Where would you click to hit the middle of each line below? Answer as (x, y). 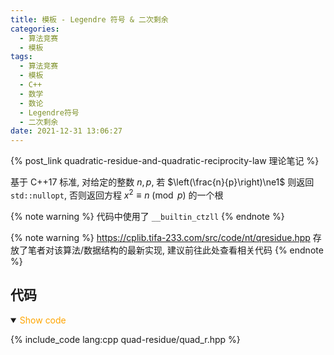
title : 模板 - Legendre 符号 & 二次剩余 (89, 19)
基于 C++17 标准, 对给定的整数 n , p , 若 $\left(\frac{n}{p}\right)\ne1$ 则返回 (162, 182)
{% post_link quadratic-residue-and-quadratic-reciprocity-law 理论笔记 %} (165, 161)
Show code (43, 320)
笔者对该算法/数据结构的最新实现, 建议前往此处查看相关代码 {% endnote (175, 250)
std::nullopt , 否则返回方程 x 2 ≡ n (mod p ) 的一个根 (117, 194)
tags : (21, 57)
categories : (35, 29)
